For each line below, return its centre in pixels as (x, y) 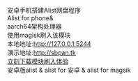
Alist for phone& (30, 18)
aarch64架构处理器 (34, 26)
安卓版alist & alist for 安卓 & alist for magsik (69, 70)
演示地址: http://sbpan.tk (42, 52)
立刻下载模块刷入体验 (38, 61)
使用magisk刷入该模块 (39, 35)
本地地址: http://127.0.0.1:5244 (49, 44)
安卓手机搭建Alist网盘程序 (44, 10)
